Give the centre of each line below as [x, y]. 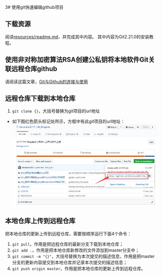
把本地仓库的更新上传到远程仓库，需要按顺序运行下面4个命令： [68, 234]
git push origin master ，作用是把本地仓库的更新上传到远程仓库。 [79, 268]
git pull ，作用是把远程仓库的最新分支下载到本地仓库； [68, 244]
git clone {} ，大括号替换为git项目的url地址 [56, 111]
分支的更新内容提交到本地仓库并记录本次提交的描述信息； [70, 262]
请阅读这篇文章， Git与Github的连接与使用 [46, 82]
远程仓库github [34, 69]
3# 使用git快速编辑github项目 [34, 7]
